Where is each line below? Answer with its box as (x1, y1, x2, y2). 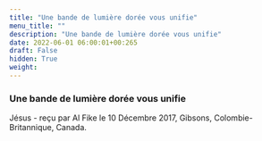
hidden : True (9, 54, 58, 63)
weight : (9, 63, 38, 72)
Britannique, (9, 122, 55, 133)
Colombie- (214, 112, 253, 123)
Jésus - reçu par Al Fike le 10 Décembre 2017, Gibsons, (9, 112, 213, 123)
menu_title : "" (9, 21, 66, 30)
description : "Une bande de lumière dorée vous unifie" (9, 29, 222, 38)
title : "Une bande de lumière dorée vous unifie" (9, 12, 199, 22)
